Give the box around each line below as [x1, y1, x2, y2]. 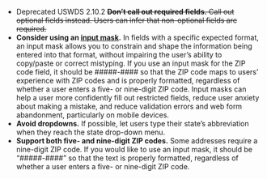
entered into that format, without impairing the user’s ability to [15, 50, 222, 59]
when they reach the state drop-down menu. [15, 127, 166, 137]
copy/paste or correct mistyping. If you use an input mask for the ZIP [15, 58, 246, 68]
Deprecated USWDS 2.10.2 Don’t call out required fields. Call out [15, 7, 235, 16]
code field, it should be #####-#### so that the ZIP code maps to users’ [15, 67, 259, 76]
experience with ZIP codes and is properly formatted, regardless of [15, 76, 240, 85]
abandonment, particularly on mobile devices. [15, 110, 170, 120]
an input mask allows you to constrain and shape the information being [15, 41, 252, 51]
